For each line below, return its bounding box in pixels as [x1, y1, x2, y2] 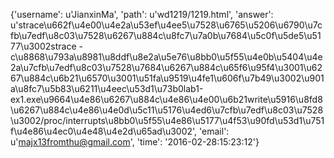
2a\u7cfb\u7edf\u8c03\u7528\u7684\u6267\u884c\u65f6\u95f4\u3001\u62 [10, 62, 323, 73]
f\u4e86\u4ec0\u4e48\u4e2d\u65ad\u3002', [10, 125, 198, 137]
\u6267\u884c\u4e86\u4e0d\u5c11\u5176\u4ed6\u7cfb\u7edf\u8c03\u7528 [10, 104, 324, 116]
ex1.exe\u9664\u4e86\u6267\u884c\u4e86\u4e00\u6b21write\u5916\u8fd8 [10, 94, 323, 105]
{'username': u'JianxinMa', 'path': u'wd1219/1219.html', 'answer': [10, 9, 274, 20]
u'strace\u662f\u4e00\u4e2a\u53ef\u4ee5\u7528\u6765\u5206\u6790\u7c [10, 19, 323, 31]
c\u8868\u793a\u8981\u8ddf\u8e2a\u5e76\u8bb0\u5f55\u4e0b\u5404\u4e [10, 51, 323, 63]
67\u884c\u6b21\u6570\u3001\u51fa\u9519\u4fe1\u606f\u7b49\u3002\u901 [10, 72, 325, 84]
